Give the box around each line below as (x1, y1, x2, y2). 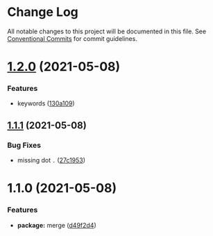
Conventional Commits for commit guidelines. (7, 34, 137, 42)
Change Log (7, 4, 78, 20)
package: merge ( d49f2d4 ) (17, 221, 97, 229)
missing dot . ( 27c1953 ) (17, 156, 85, 165)
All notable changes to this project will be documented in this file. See (7, 27, 207, 35)
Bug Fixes (7, 140, 42, 150)
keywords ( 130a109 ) (17, 99, 75, 108)
